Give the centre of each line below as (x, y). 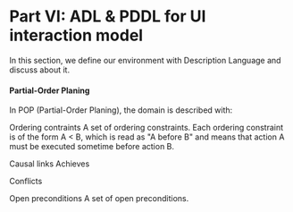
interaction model (76, 35)
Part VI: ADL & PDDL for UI (108, 17)
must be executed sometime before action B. (92, 147)
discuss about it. (39, 70)
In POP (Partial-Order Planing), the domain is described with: (121, 110)
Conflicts (26, 182)
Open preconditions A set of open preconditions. (99, 199)
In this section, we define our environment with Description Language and (145, 60)
